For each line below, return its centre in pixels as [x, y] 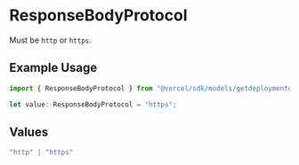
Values [29, 132]
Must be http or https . [50, 40]
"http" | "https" [41, 153]
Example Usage [53, 68]
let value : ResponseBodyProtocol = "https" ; [93, 104]
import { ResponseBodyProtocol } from [81, 88]
